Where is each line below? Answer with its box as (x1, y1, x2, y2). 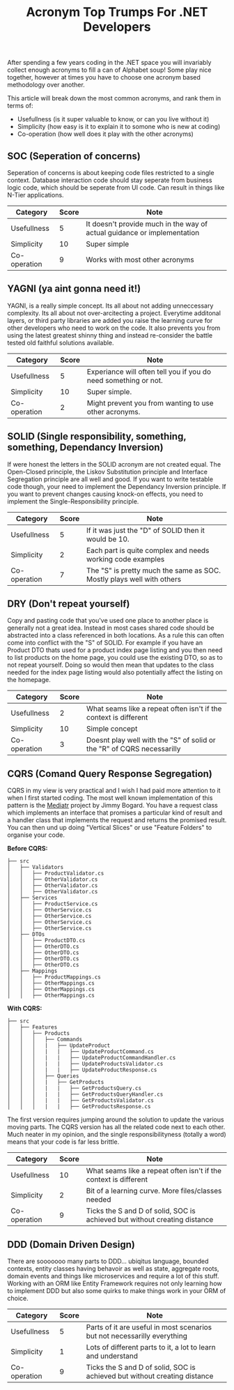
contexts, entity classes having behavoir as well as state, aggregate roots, (7, 1264, 219, 1273)
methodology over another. (7, 81, 85, 89)
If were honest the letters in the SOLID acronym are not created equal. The (7, 460, 221, 468)
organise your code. (7, 831, 65, 839)
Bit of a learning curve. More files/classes (86, 1186, 222, 1196)
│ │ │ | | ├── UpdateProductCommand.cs (7, 1048, 155, 1055)
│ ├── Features (7, 1024, 58, 1031)
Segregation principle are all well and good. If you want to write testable (7, 475, 214, 483)
